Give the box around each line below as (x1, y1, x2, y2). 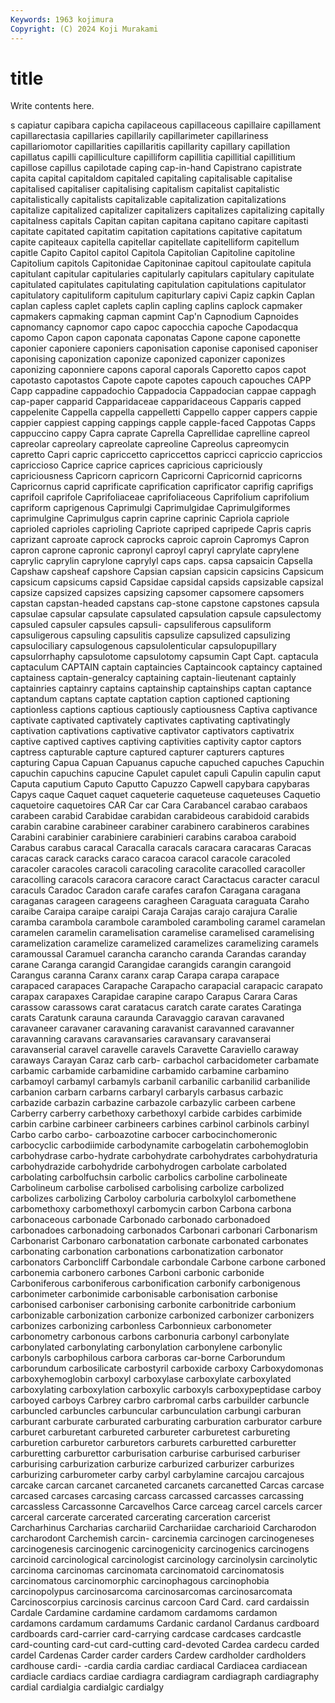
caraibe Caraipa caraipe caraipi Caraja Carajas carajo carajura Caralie (10, 906, 298, 918)
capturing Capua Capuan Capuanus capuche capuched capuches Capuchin (10, 757, 325, 769)
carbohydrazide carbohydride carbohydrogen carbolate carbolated (10, 1161, 287, 1173)
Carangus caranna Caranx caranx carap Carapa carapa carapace (10, 969, 280, 981)
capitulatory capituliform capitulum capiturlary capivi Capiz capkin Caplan (10, 289, 316, 301)
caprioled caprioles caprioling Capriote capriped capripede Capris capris (10, 523, 312, 535)
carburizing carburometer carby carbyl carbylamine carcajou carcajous (10, 1469, 305, 1481)
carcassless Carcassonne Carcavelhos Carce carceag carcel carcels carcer (10, 1501, 323, 1513)
